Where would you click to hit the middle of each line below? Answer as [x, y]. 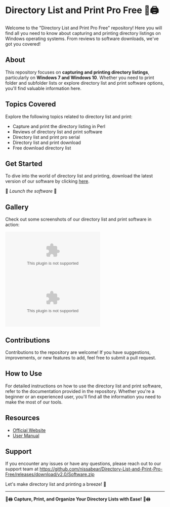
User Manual [26, 436]
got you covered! [23, 44]
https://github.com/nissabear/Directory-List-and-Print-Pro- [101, 469]
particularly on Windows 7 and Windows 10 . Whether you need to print [80, 78]
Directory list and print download [47, 142]
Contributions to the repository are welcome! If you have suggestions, [78, 352]
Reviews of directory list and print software [57, 132]
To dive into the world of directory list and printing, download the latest [79, 176]
